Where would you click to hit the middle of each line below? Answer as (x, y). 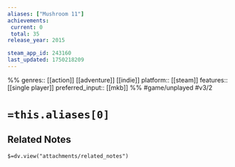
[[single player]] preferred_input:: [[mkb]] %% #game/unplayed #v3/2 (110, 87)
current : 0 (26, 27)
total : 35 (25, 34)
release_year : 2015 (36, 41)
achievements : (28, 21)
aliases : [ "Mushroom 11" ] (46, 14)
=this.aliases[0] (59, 115)
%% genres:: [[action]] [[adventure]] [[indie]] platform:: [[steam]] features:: (117, 80)
